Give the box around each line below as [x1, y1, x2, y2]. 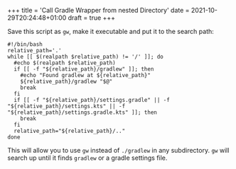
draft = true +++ [68, 13, 116, 22]
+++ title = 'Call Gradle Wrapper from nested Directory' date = [7, 6, 190, 14]
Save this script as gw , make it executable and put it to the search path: [7, 28, 215, 35]
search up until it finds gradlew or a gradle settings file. [7, 153, 168, 162]
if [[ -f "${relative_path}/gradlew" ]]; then [14, 66, 154, 73]
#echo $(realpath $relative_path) [14, 59, 116, 66]
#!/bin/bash [7, 41, 43, 48]
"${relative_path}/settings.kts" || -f [7, 103, 126, 110]
